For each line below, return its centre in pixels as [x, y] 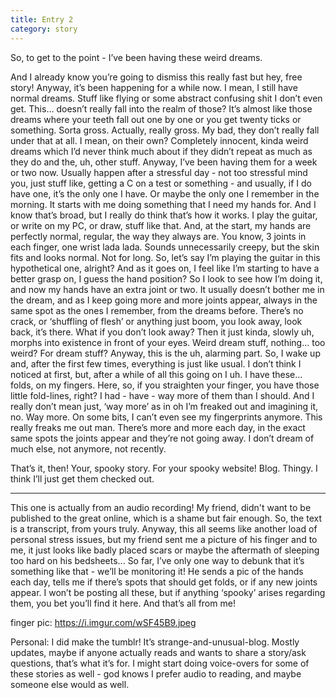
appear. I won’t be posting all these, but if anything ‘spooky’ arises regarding [168, 592]
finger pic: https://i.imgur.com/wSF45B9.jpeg [103, 622]
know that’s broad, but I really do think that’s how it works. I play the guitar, [164, 215]
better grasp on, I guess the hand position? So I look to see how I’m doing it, [166, 278]
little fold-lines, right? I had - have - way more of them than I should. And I [162, 395]
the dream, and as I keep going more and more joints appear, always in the [164, 300]
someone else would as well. [70, 684]
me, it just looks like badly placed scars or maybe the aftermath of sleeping [165, 550]
